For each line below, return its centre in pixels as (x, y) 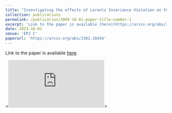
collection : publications (33, 15)
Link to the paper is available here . (41, 53)
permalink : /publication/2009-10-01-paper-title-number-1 (68, 19)
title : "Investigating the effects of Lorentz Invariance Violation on (83, 10)
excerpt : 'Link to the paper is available (51, 24)
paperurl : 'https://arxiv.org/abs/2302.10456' (56, 39)
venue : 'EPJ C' (21, 34)
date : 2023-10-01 (24, 29)
